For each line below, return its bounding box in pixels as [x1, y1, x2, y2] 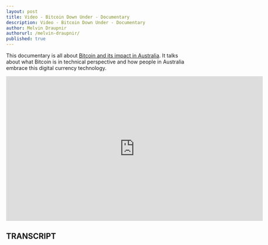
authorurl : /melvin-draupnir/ [6, 31, 80, 36]
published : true [6, 36, 46, 42]
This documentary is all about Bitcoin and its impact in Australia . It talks [6, 52, 178, 59]
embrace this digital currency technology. [6, 65, 107, 71]
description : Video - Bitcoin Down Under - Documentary [6, 19, 145, 25]
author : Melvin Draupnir [6, 25, 67, 31]
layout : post [6, 8, 38, 15]
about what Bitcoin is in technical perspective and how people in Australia [6, 58, 185, 65]
